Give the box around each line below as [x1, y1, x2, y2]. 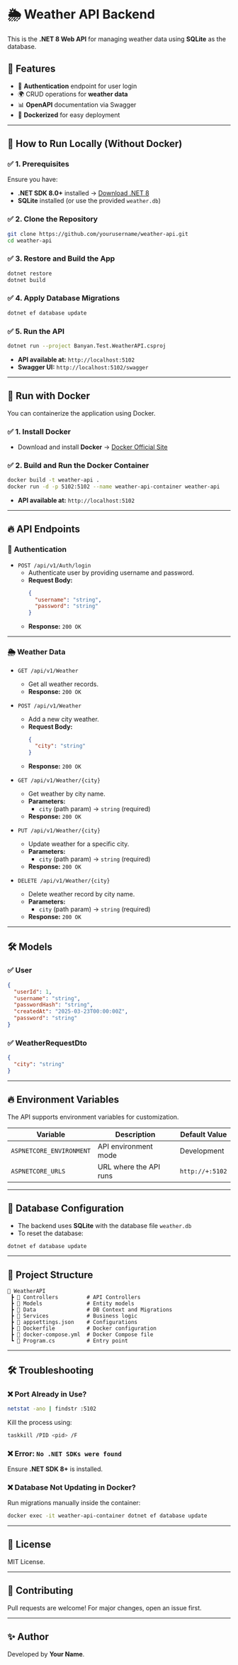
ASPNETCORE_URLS [11, 1167, 66, 1175]
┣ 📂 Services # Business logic [10, 1313, 138, 1320]
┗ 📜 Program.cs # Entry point [10, 1338, 129, 1345]
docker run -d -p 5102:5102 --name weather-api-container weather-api [7, 483, 220, 491]
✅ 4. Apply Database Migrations [7, 293, 120, 303]
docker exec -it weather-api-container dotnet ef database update [7, 1512, 208, 1519]
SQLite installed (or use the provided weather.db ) [17, 197, 161, 205]
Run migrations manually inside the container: [7, 1499, 141, 1507]
